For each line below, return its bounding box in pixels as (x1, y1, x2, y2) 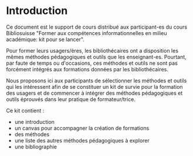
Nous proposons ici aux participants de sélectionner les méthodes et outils (6, 77, 187, 84)
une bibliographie (14, 143, 57, 150)
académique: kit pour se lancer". (6, 36, 85, 43)
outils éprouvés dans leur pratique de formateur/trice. (6, 95, 136, 103)
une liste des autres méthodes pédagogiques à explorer (14, 137, 150, 144)
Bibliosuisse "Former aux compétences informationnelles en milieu (6, 29, 167, 36)
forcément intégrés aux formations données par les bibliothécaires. (6, 65, 168, 72)
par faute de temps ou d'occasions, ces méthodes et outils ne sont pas (6, 60, 178, 67)
